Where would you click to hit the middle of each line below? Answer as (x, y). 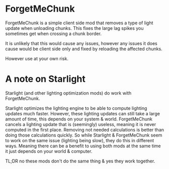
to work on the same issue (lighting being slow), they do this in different (80, 140)
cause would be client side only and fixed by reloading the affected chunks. (84, 49)
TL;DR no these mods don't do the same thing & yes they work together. (80, 161)
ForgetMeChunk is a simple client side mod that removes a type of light (79, 23)
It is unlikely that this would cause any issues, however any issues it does (81, 43)
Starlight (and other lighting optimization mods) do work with (68, 93)
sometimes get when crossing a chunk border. (53, 33)
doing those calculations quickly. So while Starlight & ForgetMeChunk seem (84, 135)
